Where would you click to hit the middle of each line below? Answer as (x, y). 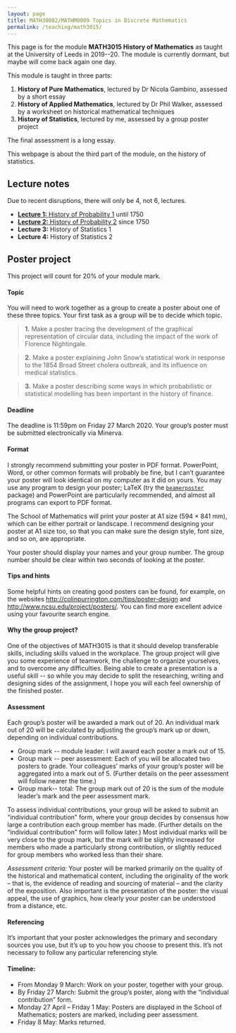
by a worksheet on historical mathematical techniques (96, 112)
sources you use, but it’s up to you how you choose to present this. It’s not (115, 945)
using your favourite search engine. (59, 613)
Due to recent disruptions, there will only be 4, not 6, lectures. (97, 201)
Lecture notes (38, 184)
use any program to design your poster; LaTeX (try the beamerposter (106, 487)
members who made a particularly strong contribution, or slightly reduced (114, 848)
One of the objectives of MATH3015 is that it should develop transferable (113, 646)
